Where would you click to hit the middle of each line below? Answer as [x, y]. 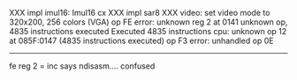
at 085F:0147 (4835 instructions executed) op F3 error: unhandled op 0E [141, 40]
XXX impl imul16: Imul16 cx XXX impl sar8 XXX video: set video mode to [140, 13]
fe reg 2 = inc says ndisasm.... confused [82, 66]
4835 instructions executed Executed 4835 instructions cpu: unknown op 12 [148, 31]
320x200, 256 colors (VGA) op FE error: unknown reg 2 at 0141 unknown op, [148, 22]
